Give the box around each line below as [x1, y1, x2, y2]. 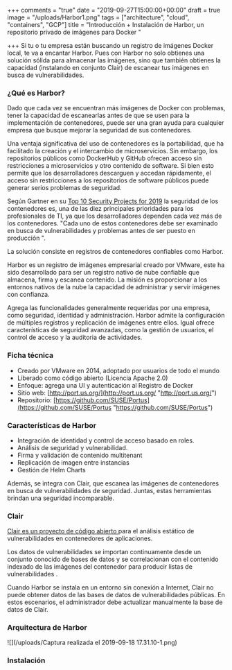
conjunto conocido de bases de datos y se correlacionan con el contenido [7, 555, 219, 564]
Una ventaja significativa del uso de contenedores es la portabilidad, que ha [7, 139, 224, 148]
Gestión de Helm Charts [17, 465, 86, 474]
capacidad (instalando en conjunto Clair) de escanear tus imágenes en [7, 64, 209, 71]
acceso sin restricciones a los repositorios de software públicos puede [7, 176, 209, 184]
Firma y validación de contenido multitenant [17, 451, 143, 459]
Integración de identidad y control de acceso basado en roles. [17, 436, 195, 445]
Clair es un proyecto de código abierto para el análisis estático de [7, 527, 195, 535]
